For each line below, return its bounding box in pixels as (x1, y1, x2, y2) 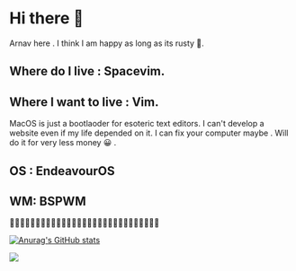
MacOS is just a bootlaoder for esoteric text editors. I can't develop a (9, 118, 265, 129)
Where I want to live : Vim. (9, 94, 159, 109)
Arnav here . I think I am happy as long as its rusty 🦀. (9, 38, 204, 48)
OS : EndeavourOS (9, 163, 115, 179)
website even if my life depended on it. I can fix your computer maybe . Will (9, 127, 289, 138)
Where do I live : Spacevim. (9, 64, 166, 79)
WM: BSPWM (9, 193, 86, 209)
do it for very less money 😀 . (9, 137, 117, 148)
